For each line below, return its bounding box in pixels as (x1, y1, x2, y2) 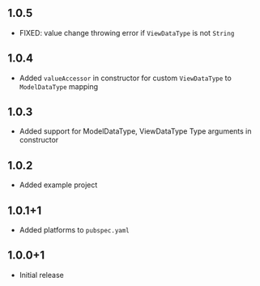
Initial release (19, 270, 64, 280)
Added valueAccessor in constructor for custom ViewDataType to (19, 73, 232, 83)
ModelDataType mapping (19, 81, 99, 92)
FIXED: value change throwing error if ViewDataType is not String (19, 28, 235, 37)
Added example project (19, 180, 98, 190)
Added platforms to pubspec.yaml (19, 225, 130, 235)
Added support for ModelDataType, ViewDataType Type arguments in (19, 126, 252, 136)
